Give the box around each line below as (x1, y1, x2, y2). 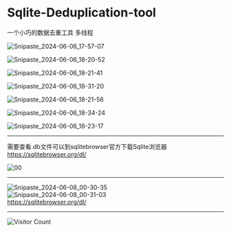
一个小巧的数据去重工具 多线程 (7, 28, 93, 36)
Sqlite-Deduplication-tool (7, 5, 157, 21)
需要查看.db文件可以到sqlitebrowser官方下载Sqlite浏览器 (7, 142, 167, 150)
